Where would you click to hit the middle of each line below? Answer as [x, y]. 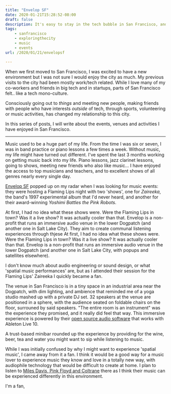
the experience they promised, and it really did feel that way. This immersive [85, 313]
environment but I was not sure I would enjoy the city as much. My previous [84, 77]
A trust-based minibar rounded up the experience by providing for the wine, [85, 333]
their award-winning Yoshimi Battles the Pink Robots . [61, 202]
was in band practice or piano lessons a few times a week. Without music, [83, 149]
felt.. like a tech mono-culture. [37, 93]
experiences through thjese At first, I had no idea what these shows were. [82, 234]
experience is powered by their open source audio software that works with [84, 318]
